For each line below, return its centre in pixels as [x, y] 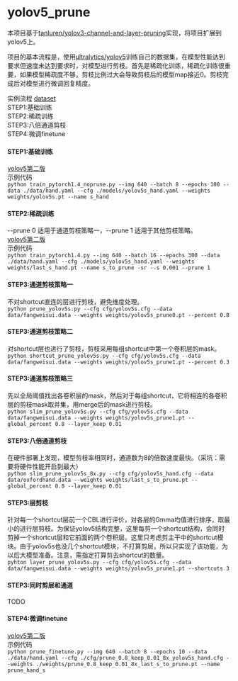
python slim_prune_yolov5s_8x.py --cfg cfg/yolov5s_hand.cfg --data [110, 474]
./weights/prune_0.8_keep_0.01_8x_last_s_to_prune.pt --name [128, 664]
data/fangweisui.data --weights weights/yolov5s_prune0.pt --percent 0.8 [119, 315]
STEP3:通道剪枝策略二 [40, 332]
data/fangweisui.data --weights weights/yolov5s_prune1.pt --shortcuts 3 [119, 569]
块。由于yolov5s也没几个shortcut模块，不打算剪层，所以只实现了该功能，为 [118, 546]
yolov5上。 [23, 41]
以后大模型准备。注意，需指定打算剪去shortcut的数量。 [88, 555]
